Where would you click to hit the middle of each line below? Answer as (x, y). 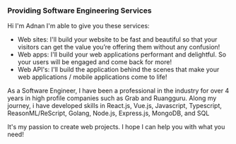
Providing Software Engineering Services (79, 11)
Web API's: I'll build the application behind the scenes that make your (118, 70)
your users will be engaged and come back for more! (94, 62)
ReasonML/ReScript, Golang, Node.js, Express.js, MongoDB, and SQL (108, 113)
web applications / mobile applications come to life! (92, 77)
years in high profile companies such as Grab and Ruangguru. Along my (112, 98)
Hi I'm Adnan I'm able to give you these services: (78, 26)
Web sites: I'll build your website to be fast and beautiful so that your (117, 40)
